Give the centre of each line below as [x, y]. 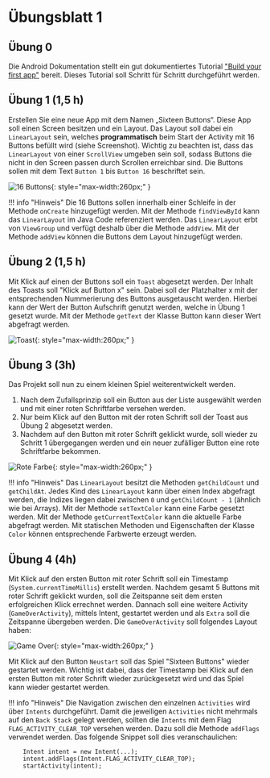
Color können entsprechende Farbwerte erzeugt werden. [102, 534]
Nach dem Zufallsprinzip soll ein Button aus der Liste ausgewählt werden [141, 400]
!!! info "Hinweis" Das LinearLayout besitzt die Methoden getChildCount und [134, 483]
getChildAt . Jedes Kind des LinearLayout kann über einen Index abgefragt [132, 491]
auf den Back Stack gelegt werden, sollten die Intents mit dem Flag [120, 720]
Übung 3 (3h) [42, 366]
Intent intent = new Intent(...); [80, 752]
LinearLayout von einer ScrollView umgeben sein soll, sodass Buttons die [130, 154]
